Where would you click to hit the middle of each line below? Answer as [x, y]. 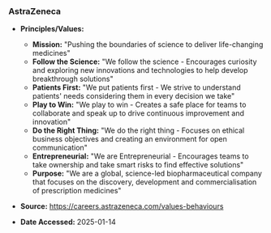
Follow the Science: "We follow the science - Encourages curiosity [144, 61]
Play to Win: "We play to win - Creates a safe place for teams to [139, 105]
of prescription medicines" [77, 191]
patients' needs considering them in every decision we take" [133, 96]
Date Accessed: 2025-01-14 [68, 222]
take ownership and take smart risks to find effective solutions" [138, 165]
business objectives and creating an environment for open [129, 139]
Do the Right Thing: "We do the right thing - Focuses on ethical [138, 130]
